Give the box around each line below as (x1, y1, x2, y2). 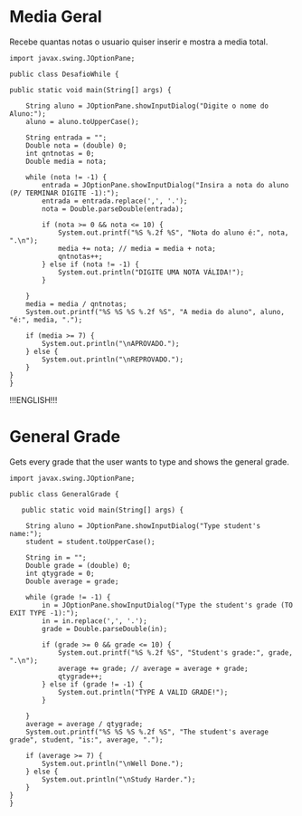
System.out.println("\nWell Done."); (42, 759, 184, 768)
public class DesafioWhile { (9, 70, 119, 79)
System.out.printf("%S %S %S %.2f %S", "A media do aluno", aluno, (25, 307, 285, 316)
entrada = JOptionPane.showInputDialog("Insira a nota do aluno (42, 180, 289, 189)
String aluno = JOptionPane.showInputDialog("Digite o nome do (25, 101, 269, 110)
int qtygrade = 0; (25, 569, 95, 578)
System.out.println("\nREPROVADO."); (42, 355, 184, 364)
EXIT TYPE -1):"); (9, 609, 79, 618)
